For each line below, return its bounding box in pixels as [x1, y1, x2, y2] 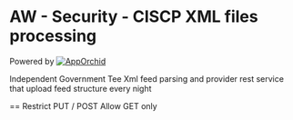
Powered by [9, 55, 55, 66]
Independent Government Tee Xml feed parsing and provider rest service [9, 73, 285, 84]
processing [9, 25, 97, 46]
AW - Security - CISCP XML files [9, 6, 258, 27]
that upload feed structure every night [9, 83, 152, 94]
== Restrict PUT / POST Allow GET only [9, 100, 157, 111]
